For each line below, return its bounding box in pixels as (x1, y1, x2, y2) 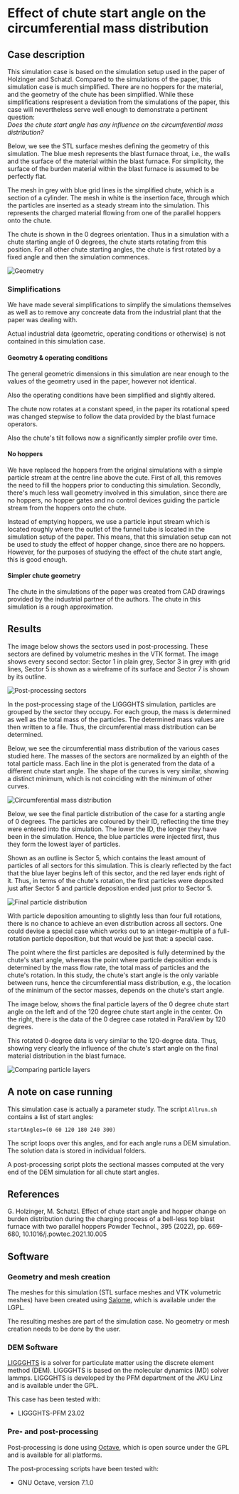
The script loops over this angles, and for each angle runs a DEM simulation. (7, 1138, 231, 1147)
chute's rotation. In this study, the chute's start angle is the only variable (7, 971, 219, 979)
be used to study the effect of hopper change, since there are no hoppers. (7, 540, 225, 548)
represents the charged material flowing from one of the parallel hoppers (7, 209, 221, 217)
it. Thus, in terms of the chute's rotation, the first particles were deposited (7, 876, 224, 885)
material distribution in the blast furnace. (7, 1051, 127, 1060)
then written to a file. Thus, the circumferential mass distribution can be (7, 722, 217, 731)
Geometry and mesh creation (7, 1272, 111, 1282)
